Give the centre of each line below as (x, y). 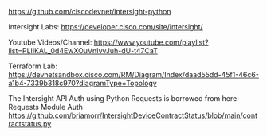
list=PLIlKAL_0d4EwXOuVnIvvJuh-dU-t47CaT (83, 51)
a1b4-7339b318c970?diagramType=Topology (82, 83)
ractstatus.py (30, 124)
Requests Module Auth (46, 107)
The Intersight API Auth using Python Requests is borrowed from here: (124, 98)
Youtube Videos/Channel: (50, 42)
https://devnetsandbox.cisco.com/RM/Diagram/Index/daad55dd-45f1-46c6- (133, 74)
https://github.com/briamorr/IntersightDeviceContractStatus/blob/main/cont (133, 115)
